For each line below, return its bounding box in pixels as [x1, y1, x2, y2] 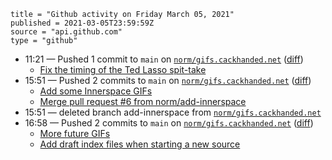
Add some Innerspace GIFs [39, 85, 153, 97]
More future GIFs [39, 128, 111, 139]
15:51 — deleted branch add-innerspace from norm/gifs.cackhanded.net [24, 106, 322, 118]
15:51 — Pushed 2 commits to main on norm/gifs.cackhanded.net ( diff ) [24, 75, 312, 86]
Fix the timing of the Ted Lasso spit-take [39, 64, 207, 75]
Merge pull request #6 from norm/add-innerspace [39, 96, 247, 107]
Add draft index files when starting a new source [39, 138, 241, 150]
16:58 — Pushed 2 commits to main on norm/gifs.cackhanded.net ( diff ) [24, 117, 314, 129]
